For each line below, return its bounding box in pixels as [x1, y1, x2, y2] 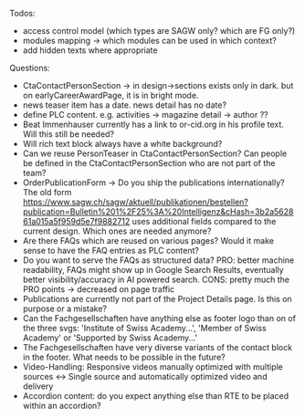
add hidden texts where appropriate [22, 45, 158, 56]
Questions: [9, 63, 50, 73]
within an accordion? [22, 401, 102, 411]
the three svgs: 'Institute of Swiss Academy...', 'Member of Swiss [22, 323, 267, 333]
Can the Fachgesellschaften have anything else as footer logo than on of [22, 313, 297, 323]
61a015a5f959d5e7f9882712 [22, 216, 131, 226]
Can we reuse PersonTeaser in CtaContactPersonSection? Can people [22, 148, 288, 159]
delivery [22, 381, 54, 392]
